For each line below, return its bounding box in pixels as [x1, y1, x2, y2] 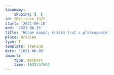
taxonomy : [5, 7, 26, 12]
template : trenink [5, 44, 43, 49]
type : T [5, 39, 21, 44]
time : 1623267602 [14, 62, 50, 67]
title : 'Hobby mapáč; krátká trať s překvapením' [5, 30, 110, 35]
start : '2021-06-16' [5, 21, 48, 26]
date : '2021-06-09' [5, 48, 46, 53]
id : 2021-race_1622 [5, 16, 46, 21]
